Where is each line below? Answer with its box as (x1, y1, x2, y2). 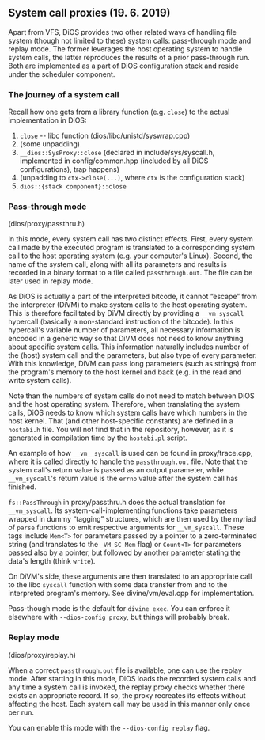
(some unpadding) (19, 139, 81, 149)
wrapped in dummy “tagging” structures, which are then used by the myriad (8, 514, 256, 524)
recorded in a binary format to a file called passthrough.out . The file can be (8, 268, 253, 278)
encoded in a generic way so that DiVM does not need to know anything (8, 334, 244, 343)
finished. (8, 482, 37, 491)
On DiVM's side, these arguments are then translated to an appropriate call (8, 571, 252, 581)
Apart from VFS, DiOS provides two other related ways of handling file (8, 27, 237, 36)
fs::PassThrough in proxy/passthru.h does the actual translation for (8, 498, 226, 507)
